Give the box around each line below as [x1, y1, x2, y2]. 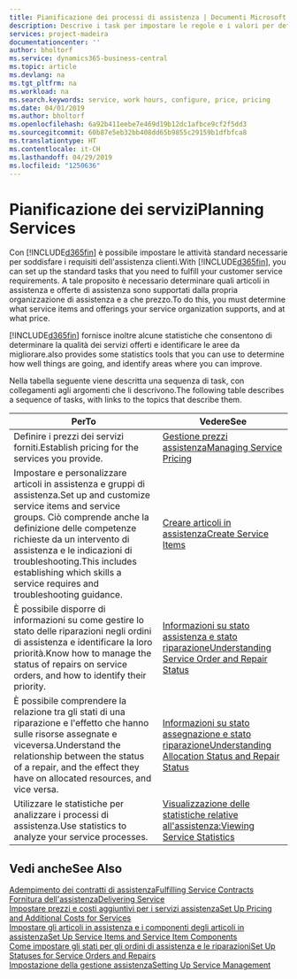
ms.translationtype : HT [9, 136, 97, 145]
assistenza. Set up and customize [13, 489, 150, 501]
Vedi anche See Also [9, 860, 122, 876]
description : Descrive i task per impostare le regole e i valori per [9, 21, 275, 30]
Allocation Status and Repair [162, 750, 280, 762]
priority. [13, 681, 47, 693]
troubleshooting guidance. [13, 589, 123, 601]
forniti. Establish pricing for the [13, 442, 139, 454]
